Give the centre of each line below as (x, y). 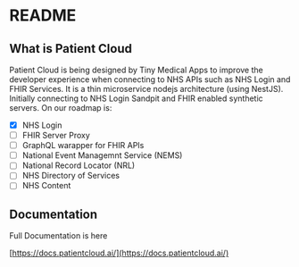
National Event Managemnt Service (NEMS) (102, 155)
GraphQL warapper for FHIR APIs (83, 146)
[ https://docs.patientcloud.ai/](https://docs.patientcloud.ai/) (119, 253)
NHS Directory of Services (71, 176)
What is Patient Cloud (71, 49)
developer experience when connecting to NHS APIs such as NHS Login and (150, 79)
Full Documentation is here (58, 236)
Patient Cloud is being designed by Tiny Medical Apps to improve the (136, 70)
